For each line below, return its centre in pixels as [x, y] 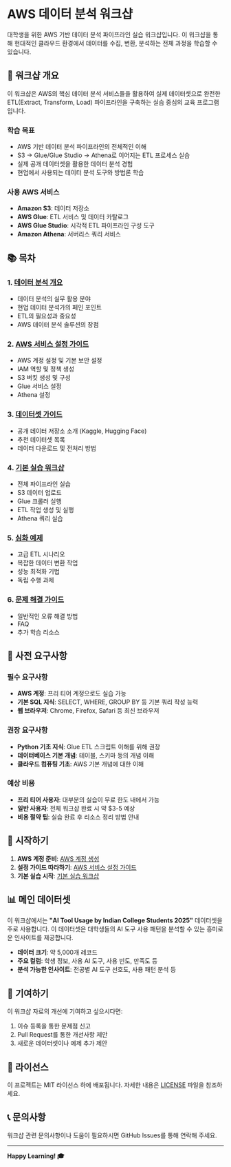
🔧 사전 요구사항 [37, 656]
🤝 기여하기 [28, 993]
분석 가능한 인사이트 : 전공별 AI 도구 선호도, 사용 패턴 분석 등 [97, 970]
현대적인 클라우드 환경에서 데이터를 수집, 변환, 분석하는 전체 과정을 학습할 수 [116, 43]
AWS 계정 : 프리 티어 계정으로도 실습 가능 [72, 693]
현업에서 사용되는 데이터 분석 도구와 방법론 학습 [80, 172]
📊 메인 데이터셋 [39, 900]
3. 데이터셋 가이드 [35, 414]
